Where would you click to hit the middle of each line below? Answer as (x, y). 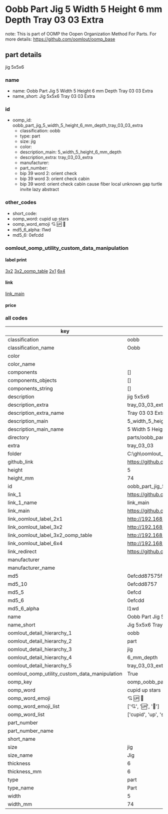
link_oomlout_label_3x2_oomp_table (50, 535)
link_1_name (22, 503)
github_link (20, 461)
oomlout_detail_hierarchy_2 (40, 641)
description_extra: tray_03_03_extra (56, 157)
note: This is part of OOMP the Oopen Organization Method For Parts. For (81, 34)
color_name (21, 364)
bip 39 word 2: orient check (48, 174)
